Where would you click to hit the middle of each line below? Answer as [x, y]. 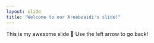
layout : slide [24, 11]
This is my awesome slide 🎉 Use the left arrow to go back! [77, 34]
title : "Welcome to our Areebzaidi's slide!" [63, 17]
